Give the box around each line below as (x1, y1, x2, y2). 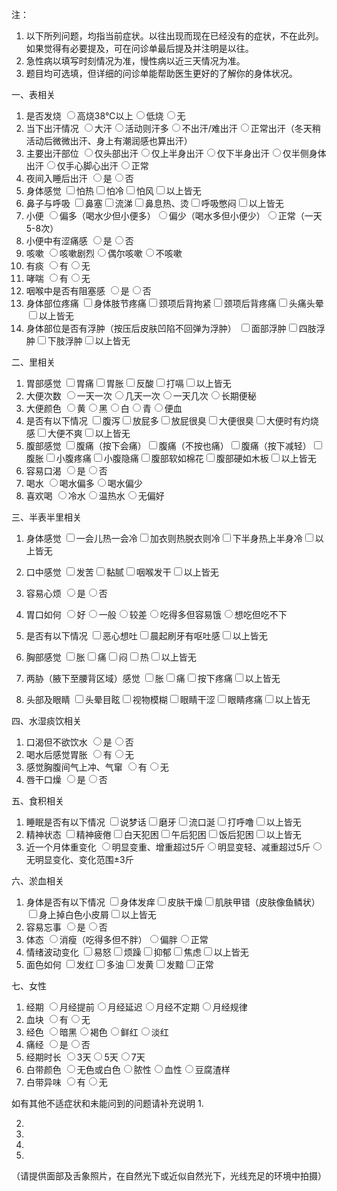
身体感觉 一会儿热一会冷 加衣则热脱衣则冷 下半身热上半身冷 (25, 533, 303, 544)
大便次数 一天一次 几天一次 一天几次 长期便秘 (25, 390, 257, 402)
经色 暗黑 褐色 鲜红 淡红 (25, 1026, 169, 1038)
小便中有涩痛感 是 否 (25, 235, 134, 247)
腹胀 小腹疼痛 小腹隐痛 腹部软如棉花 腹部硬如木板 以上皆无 (25, 453, 317, 464)
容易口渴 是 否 (25, 465, 108, 477)
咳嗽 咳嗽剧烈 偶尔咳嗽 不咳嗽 (25, 248, 183, 259)
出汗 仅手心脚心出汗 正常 (25, 160, 149, 172)
